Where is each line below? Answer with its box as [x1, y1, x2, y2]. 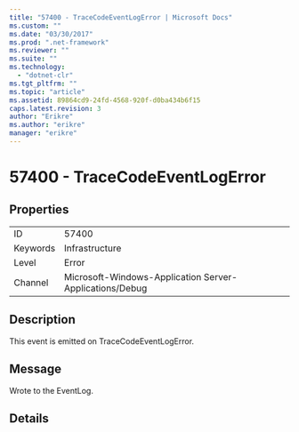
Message [9, 362, 62, 377]
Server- [203, 270, 238, 283]
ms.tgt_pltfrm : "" [9, 79, 77, 88]
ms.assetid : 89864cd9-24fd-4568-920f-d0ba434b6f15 [9, 95, 201, 105]
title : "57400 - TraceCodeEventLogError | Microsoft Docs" [9, 12, 233, 22]
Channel [13, 276, 49, 289]
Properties [9, 202, 69, 218]
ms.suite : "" [9, 54, 58, 63]
